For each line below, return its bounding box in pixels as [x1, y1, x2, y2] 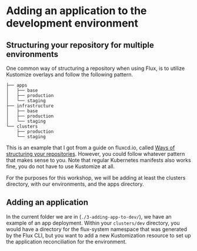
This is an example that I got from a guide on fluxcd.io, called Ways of [6, 144, 175, 151]
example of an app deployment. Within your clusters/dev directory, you [6, 219, 181, 226]
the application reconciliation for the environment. [6, 238, 127, 245]
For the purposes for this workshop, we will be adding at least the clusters [6, 175, 186, 181]
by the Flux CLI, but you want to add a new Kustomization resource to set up [6, 232, 191, 239]
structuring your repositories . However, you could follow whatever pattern [6, 150, 185, 157]
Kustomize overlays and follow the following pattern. [6, 71, 133, 78]
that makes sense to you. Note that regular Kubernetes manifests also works [6, 157, 191, 163]
